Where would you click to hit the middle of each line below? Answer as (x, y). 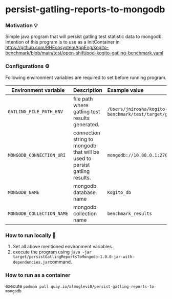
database (85, 192)
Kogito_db (119, 192)
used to (82, 158)
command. (61, 262)
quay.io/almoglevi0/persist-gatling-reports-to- (104, 287)
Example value (126, 90)
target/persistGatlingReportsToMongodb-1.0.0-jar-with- (73, 257)
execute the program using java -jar (52, 252)
